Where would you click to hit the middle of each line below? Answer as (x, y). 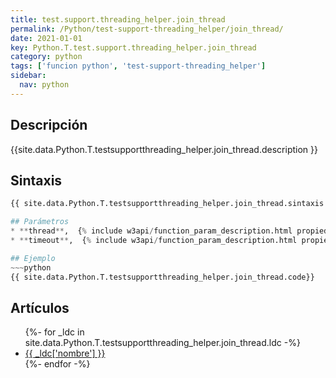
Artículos (40, 307)
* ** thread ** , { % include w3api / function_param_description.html (151, 231)
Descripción (49, 125)
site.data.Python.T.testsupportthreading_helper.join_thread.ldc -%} (162, 343)
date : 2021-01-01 (46, 38)
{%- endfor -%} (57, 364)
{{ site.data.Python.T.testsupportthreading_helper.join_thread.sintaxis (167, 204)
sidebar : (28, 76)
